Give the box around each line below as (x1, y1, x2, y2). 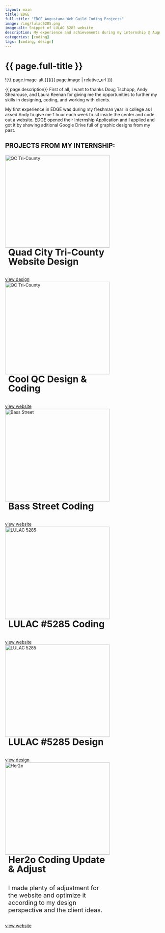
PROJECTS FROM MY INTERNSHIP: (5, 141, 115, 150)
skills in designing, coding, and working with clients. (5, 97, 110, 102)
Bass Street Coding (8, 500, 94, 512)
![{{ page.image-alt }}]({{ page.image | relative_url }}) (5, 77, 113, 83)
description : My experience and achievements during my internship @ (5, 30, 151, 35)
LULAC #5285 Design (8, 736, 104, 748)
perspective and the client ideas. (8, 906, 103, 914)
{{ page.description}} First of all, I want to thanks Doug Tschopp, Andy (5, 86, 148, 92)
